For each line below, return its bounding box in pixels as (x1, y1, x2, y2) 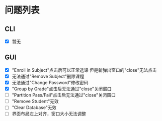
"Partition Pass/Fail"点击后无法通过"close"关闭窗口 (11, 92, 116, 98)
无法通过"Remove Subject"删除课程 (11, 73, 84, 79)
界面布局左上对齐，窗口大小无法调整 (11, 111, 86, 117)
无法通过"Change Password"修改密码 (11, 80, 88, 85)
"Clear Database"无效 (11, 105, 57, 111)
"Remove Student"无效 (11, 98, 59, 105)
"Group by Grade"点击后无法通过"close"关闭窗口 (11, 86, 112, 92)
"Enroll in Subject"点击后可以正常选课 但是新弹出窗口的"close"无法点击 (11, 67, 157, 73)
